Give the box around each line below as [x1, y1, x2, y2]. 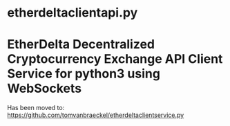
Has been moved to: [7, 104, 65, 112]
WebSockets [7, 81, 82, 96]
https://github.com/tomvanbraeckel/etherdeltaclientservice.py [7, 111, 184, 119]
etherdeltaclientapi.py [7, 5, 138, 21]
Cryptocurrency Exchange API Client [7, 51, 223, 67]
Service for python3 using [7, 66, 161, 82]
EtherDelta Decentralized [7, 37, 155, 53]
